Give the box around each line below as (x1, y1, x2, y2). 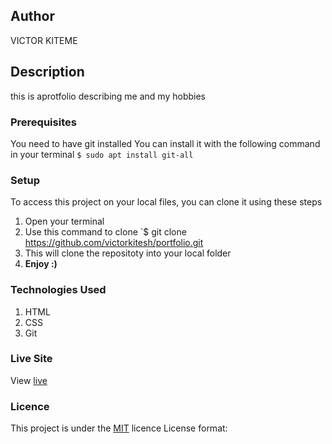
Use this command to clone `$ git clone (24, 226, 187, 238)
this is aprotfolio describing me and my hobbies (10, 90, 206, 102)
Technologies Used (10, 283, 107, 297)
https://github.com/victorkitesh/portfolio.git (24, 237, 204, 249)
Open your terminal (24, 215, 105, 228)
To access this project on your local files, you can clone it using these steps (10, 196, 323, 208)
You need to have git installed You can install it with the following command (10, 137, 321, 149)
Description (10, 64, 85, 81)
